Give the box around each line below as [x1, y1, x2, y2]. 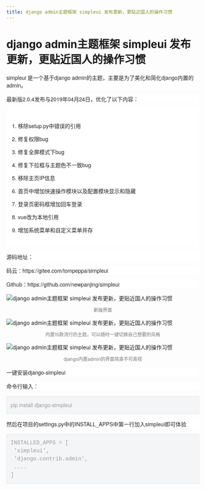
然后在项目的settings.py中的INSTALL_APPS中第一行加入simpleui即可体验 [6, 420, 187, 428]
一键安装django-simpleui [6, 368, 66, 377]
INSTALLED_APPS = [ [10, 439, 69, 446]
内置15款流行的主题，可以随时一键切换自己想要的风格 [45, 331, 160, 337]
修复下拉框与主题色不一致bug [18, 160, 92, 169]
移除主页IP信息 [18, 173, 56, 182]
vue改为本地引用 [18, 213, 59, 221]
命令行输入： [6, 382, 39, 390]
